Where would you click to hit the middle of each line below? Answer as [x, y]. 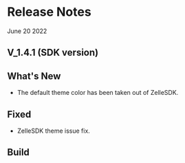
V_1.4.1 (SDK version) [53, 53]
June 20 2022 [27, 31]
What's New [34, 76]
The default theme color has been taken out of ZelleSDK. [98, 93]
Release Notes [49, 12]
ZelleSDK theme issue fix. [54, 131]
